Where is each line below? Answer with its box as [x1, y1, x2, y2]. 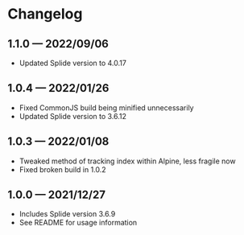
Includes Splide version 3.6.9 [19, 209, 116, 219]
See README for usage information [19, 218, 138, 228]
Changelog [7, 5, 83, 23]
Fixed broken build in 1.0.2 [19, 164, 106, 174]
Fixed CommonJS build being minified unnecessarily [19, 102, 194, 113]
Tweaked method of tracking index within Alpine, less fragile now [19, 156, 236, 166]
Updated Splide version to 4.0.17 [19, 58, 126, 68]
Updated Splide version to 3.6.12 [19, 111, 126, 121]
